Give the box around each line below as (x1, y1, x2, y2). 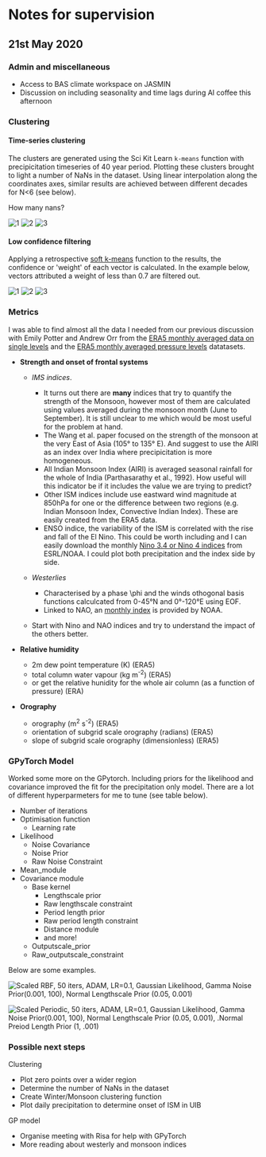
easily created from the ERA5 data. (43, 515, 157, 524)
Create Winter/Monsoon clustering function (19, 1092, 162, 1101)
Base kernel (31, 882, 71, 892)
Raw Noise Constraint (31, 857, 103, 866)
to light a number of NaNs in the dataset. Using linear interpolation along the (8, 171, 258, 180)
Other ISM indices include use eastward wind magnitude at (43, 489, 237, 499)
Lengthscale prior (43, 891, 102, 900)
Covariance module (19, 874, 84, 884)
